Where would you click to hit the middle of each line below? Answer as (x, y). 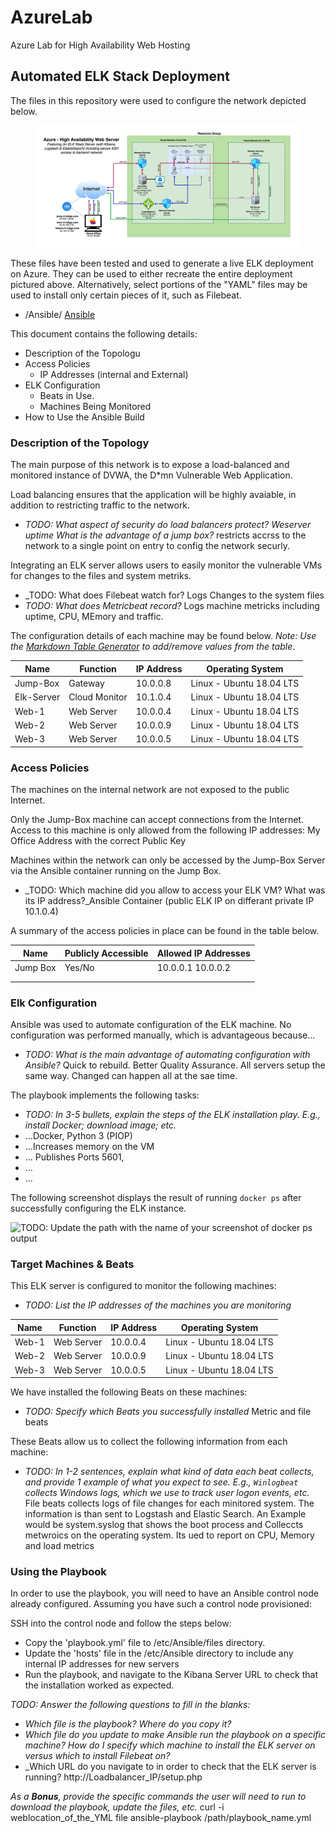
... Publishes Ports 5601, (74, 1157)
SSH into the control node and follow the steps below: (121, 1623)
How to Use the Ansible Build (84, 417)
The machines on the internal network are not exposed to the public (150, 790)
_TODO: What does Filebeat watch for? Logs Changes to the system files (174, 595)
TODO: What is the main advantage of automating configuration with (167, 1055)
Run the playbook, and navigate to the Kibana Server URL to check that (171, 1675)
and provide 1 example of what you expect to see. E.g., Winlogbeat (161, 1482)
